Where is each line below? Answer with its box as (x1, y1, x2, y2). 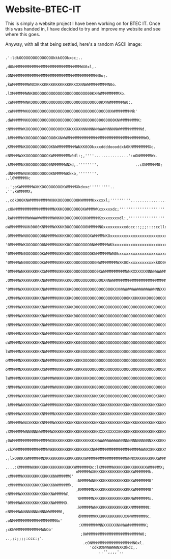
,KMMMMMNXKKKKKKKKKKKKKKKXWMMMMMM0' (75, 487, 154, 492)
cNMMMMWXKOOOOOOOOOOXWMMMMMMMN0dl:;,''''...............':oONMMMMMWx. (5, 153, 158, 158)
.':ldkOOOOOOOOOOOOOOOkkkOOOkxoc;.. (5, 55, 83, 61)
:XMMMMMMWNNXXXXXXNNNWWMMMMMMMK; (78, 522, 149, 527)
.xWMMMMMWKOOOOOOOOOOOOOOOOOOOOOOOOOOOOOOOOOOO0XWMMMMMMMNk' (5, 108, 138, 114)
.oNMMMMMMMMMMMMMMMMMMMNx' (5, 518, 63, 523)
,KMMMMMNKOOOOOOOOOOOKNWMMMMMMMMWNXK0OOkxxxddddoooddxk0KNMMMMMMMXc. (5, 144, 156, 150)
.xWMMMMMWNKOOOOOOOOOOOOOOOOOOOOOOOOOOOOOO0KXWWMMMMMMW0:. (5, 100, 133, 105)
